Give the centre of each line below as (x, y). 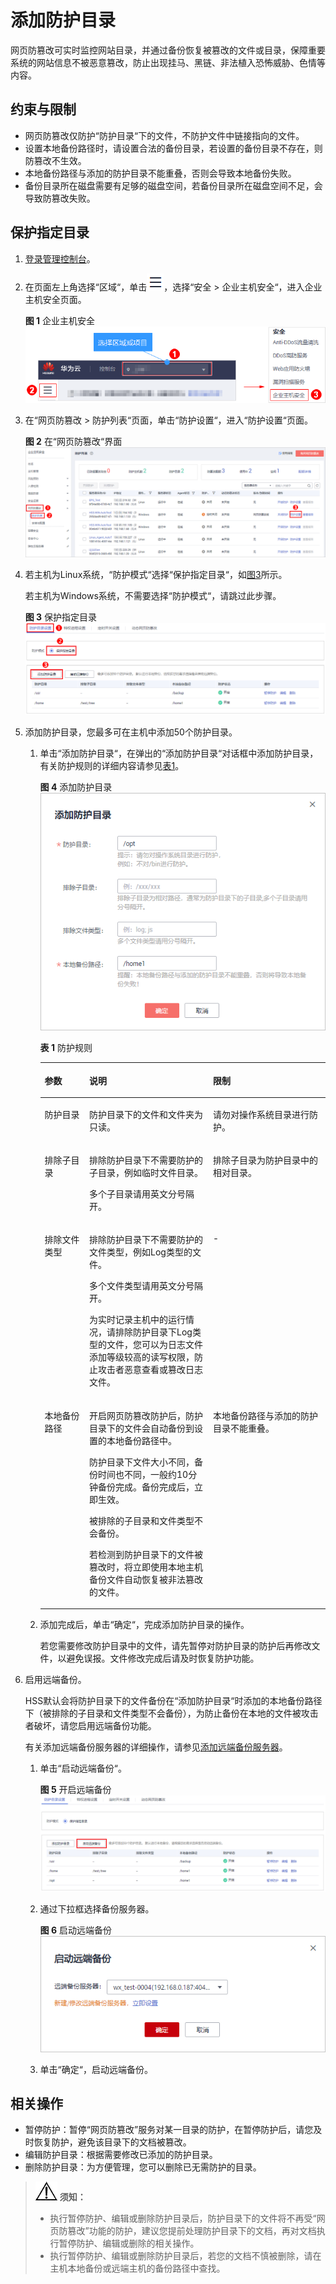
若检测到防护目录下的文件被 (146, 1554)
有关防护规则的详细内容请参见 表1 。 (112, 766)
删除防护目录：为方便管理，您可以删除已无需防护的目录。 (143, 2167)
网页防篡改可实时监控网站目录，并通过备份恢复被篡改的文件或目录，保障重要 (168, 50)
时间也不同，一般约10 (143, 1474)
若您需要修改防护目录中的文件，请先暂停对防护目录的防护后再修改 (175, 1646)
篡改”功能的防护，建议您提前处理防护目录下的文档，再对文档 (192, 2231)
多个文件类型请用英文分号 (142, 1286)
